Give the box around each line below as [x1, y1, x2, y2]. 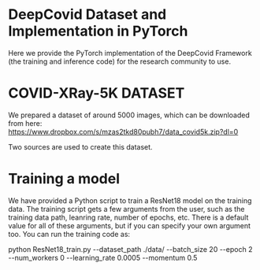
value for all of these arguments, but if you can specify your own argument [8, 220, 251, 230]
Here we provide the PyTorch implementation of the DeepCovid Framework [8, 48, 252, 57]
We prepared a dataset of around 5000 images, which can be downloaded [8, 110, 251, 120]
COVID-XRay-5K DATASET [8, 84, 185, 102]
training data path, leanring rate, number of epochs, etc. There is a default [8, 213, 249, 222]
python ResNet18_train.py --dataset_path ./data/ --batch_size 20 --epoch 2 [8, 244, 253, 253]
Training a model [8, 170, 121, 188]
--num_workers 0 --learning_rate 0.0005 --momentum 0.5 [8, 253, 198, 262]
